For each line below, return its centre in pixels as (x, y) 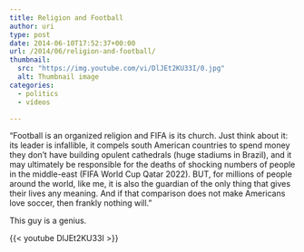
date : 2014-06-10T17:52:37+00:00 (73, 43)
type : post (30, 34)
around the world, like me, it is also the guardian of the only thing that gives (150, 184)
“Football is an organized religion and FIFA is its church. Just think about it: (149, 136)
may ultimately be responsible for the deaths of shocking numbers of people (152, 165)
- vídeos (34, 102)
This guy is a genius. (48, 221)
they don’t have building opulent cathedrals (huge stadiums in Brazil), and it (151, 155)
